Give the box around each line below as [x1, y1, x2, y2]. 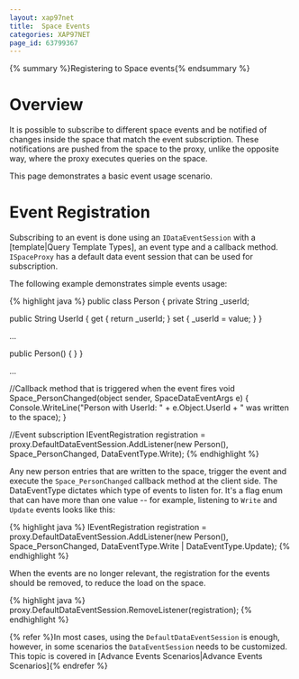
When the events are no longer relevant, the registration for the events [9, 568, 270, 579]
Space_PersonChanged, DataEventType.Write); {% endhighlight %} [9, 448, 259, 460]
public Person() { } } [9, 348, 84, 359]
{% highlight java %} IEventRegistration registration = [9, 522, 207, 533]
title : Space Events [9, 22, 91, 31]
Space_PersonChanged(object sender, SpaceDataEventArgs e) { [9, 393, 249, 404]
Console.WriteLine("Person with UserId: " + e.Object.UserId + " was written [9, 402, 290, 413]
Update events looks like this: [9, 504, 115, 515]
